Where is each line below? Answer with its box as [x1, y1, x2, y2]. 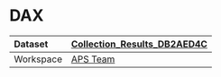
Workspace [14, 53, 63, 65]
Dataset [14, 38, 49, 50]
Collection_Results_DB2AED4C [70, 38, 207, 50]
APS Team [70, 53, 115, 65]
